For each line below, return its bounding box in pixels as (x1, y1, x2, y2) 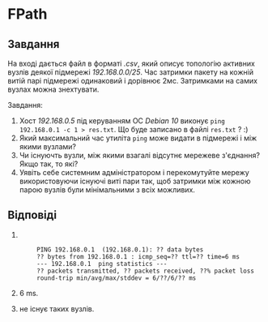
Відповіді (7, 208, 57, 222)
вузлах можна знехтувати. (7, 84, 100, 94)
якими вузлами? (19, 142, 76, 151)
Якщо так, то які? (19, 159, 79, 169)
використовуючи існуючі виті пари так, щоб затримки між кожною (19, 176, 251, 186)
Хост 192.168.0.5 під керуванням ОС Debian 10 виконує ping (19, 116, 226, 126)
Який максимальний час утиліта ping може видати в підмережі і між (19, 133, 257, 143)
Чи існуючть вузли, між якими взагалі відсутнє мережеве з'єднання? (19, 151, 261, 160)
